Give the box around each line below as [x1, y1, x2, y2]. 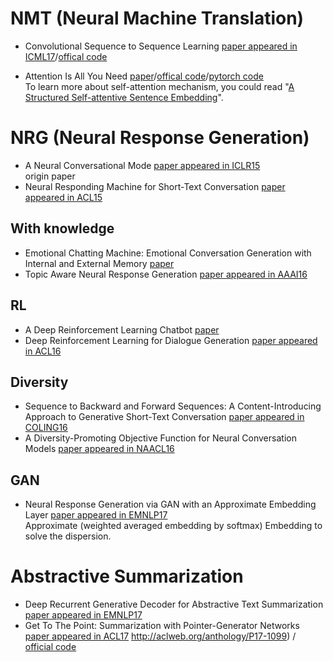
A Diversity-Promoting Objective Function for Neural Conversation [24, 432, 297, 444]
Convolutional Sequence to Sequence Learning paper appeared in [24, 40, 298, 52]
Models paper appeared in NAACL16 [24, 443, 175, 455]
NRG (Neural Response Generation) [10, 127, 310, 149]
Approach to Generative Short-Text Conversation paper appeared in [24, 411, 305, 423]
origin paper [24, 170, 76, 182]
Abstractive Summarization [10, 565, 244, 588]
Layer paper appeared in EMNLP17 [24, 509, 168, 521]
